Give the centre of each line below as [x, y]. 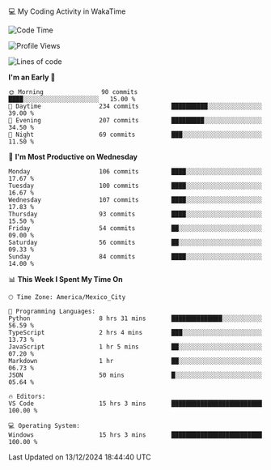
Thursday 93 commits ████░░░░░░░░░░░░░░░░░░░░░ [135, 214]
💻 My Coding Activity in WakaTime [67, 11]
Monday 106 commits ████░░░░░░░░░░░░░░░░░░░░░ [135, 172]
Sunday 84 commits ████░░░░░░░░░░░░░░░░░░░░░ [135, 257]
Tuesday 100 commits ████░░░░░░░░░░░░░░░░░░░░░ [135, 186]
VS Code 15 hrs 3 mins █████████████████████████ [135, 404]
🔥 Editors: [27, 396]
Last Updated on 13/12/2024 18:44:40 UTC [80, 457]
